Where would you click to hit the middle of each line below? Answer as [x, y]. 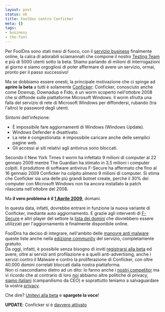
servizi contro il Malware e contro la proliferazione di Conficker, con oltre [79, 259]
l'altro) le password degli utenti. [37, 108]
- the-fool [16, 37]
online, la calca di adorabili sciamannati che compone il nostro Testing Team [82, 56]
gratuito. [14, 243]
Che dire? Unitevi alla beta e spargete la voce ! [52, 295]
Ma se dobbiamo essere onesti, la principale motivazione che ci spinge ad [80, 81]
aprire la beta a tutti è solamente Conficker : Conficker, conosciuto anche [79, 87]
